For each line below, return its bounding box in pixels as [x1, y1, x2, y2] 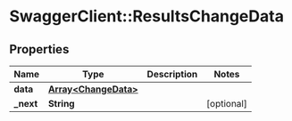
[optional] [206, 98, 247, 109]
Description [146, 69, 198, 80]
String [47, 98, 75, 109]
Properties [9, 42, 70, 57]
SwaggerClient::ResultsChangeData [9, 6, 284, 27]
